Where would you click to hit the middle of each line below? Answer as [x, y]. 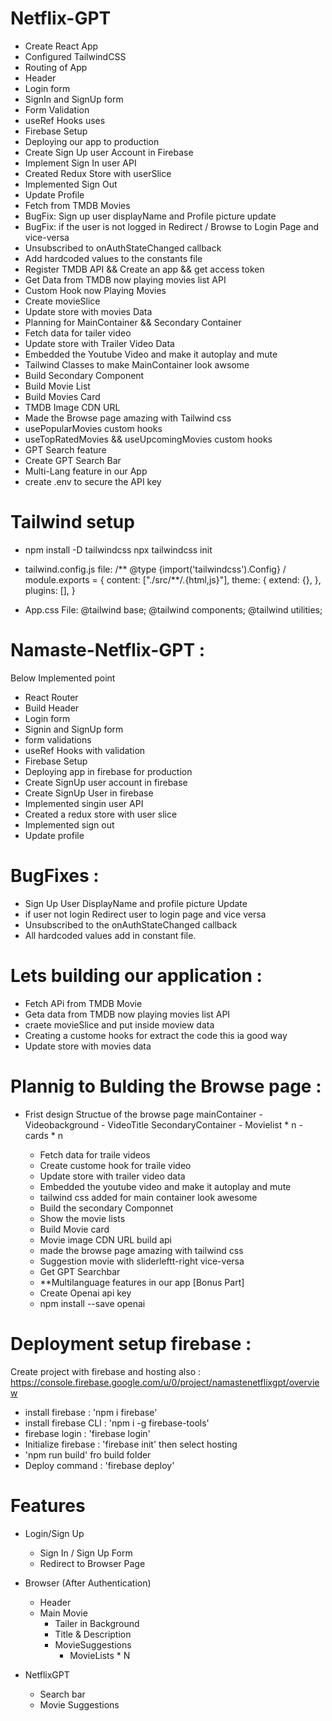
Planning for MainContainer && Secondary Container [133, 322]
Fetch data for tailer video [78, 333]
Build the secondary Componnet [106, 1208]
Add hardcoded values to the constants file [113, 258]
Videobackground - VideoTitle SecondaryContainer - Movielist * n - [163, 1124]
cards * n [43, 1135]
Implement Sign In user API [80, 163]
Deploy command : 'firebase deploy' [99, 1465]
